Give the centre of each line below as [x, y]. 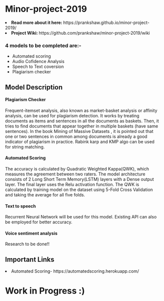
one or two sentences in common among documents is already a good [76, 136]
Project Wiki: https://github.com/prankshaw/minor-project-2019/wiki [81, 33]
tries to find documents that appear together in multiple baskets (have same [82, 126]
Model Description [34, 87]
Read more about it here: [37, 22]
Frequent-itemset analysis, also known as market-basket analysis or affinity [81, 110]
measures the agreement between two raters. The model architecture [75, 174]
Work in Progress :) [45, 291]
